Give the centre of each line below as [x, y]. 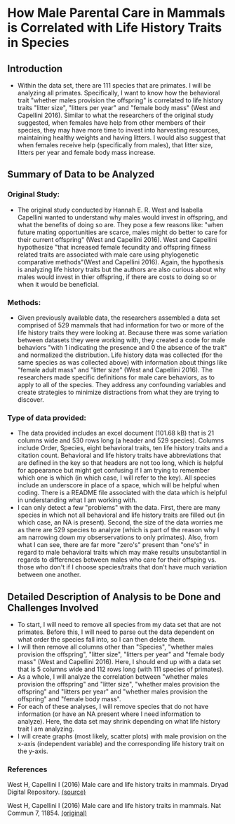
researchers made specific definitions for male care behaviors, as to [116, 377]
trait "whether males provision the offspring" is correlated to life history [120, 100]
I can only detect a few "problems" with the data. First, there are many [119, 508]
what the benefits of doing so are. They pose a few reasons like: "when [120, 224]
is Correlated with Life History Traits [115, 28]
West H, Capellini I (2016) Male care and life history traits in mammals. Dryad [118, 785]
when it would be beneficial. [58, 284]
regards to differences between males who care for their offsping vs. [117, 560]
